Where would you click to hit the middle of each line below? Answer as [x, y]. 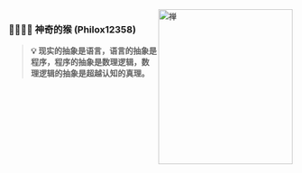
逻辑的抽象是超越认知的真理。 [94, 73]
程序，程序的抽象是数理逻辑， [86, 62]
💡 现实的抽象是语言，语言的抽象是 [93, 51]
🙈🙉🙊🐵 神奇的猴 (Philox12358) [73, 29]
